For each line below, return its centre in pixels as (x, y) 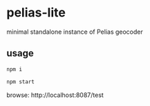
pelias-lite (36, 13)
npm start (21, 82)
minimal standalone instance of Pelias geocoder (75, 32)
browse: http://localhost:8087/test (55, 95)
